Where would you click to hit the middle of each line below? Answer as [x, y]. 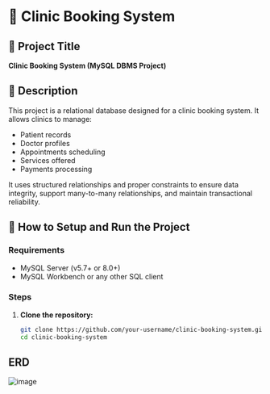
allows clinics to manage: [50, 119]
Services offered [48, 160]
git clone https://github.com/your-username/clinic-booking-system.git [143, 329]
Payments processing [56, 169]
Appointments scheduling [63, 152]
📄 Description [43, 91]
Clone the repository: [56, 315]
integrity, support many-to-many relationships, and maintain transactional [130, 193]
